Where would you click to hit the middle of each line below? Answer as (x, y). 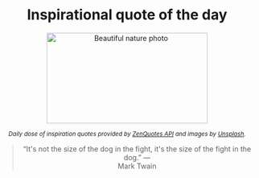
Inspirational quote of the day (127, 15)
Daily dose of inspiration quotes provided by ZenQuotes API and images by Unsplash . (127, 134)
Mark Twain (137, 166)
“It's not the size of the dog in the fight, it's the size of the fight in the (137, 149)
